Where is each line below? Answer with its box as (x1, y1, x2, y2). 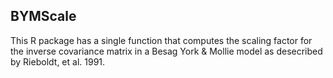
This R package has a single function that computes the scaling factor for (10, 34, 313, 46)
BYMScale (10, 8, 77, 25)
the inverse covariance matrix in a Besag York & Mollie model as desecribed (10, 45, 323, 57)
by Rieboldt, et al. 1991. (10, 55, 106, 68)
